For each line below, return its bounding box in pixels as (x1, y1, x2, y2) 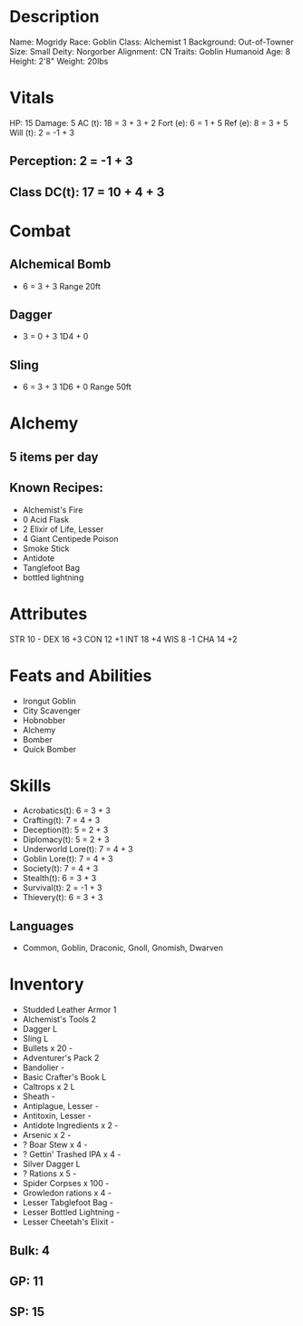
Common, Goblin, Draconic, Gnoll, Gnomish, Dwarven (22, 942, 224, 954)
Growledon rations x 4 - (22, 1187, 112, 1199)
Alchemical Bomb (9, 257, 112, 272)
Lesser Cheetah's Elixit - (22, 1216, 115, 1227)
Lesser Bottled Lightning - (22, 1207, 121, 1218)
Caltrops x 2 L (22, 1082, 75, 1093)
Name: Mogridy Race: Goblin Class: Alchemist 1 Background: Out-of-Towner (9, 36, 294, 47)
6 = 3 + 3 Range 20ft (22, 280, 102, 291)
